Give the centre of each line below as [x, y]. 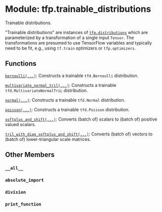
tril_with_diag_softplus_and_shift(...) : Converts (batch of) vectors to [79, 134]
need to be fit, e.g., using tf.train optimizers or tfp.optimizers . [71, 48]
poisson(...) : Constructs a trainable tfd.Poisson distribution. [67, 109]
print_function [23, 204]
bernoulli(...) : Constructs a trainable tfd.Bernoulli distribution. [72, 76]
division [16, 192]
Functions [21, 64]
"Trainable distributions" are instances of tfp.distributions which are [77, 32]
